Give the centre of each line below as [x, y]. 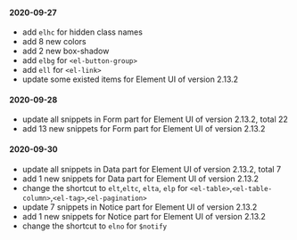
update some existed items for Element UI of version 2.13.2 [130, 79]
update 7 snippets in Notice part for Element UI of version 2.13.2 [140, 207]
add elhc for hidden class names [82, 32]
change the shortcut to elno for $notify [95, 226]
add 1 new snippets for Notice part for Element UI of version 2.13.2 [144, 216]
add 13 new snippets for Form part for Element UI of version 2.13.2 [144, 129]
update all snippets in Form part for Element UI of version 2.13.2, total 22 [155, 119]
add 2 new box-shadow [66, 51]
